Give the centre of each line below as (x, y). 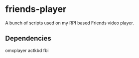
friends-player (36, 9)
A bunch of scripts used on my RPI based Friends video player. (70, 23)
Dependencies (28, 38)
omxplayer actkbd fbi (27, 50)
